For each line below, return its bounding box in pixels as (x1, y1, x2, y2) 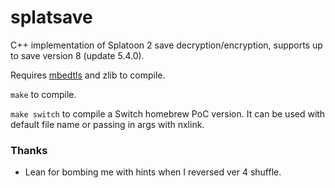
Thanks (10, 143, 48, 157)
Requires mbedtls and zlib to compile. (10, 69, 166, 81)
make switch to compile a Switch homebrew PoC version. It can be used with (10, 107, 326, 120)
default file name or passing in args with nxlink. (10, 118, 205, 130)
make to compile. (10, 88, 77, 100)
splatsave (10, 6, 93, 29)
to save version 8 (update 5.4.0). (10, 49, 145, 61)
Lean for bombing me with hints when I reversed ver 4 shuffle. (24, 166, 282, 178)
